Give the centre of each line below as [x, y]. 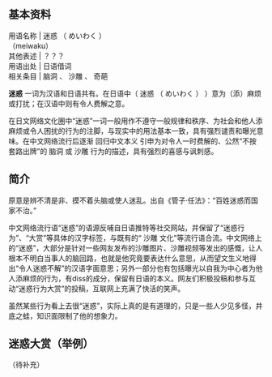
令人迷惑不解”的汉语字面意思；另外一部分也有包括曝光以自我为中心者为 [138, 268]
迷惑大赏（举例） [51, 344]
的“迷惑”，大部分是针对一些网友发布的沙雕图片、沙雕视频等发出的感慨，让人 [136, 248]
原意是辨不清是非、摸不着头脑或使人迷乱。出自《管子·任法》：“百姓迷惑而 [130, 200]
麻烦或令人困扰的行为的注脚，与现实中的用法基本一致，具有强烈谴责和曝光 [132, 131]
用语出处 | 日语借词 [40, 66]
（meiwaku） [31, 45]
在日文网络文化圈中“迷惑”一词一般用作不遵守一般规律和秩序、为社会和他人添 [136, 121]
